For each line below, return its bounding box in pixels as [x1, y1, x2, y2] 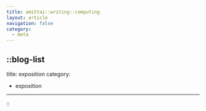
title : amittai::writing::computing [6, 9, 100, 15]
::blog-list [6, 54, 45, 65]
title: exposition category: [6, 70, 71, 77]
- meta [12, 32, 29, 38]
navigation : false [6, 20, 53, 26]
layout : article [6, 15, 48, 21]
